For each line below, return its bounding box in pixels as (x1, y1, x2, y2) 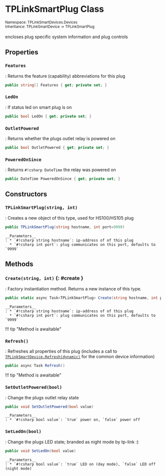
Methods (5, 260, 34, 268)
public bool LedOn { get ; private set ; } (5, 114, 92, 119)
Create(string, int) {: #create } (5, 275, 83, 282)
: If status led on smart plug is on (5, 104, 72, 110)
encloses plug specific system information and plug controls (5, 34, 128, 40)
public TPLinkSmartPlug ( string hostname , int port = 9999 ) (5, 224, 125, 230)
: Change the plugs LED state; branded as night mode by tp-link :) (5, 439, 139, 445)
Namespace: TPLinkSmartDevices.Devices (5, 20, 78, 25)
